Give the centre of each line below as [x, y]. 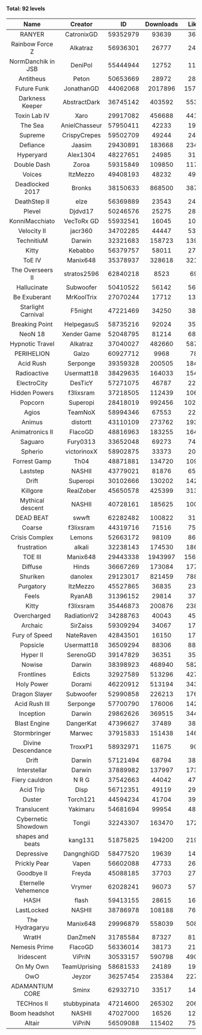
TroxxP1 [81, 747]
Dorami [81, 684]
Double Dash [32, 164]
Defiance [32, 145]
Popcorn [32, 402]
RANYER [32, 34]
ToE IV [32, 260]
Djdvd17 [81, 211]
